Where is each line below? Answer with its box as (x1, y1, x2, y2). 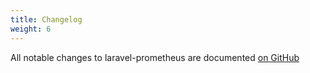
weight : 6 (10, 24, 52, 34)
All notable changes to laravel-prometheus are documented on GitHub (10, 51, 300, 63)
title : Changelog (10, 14, 83, 25)
